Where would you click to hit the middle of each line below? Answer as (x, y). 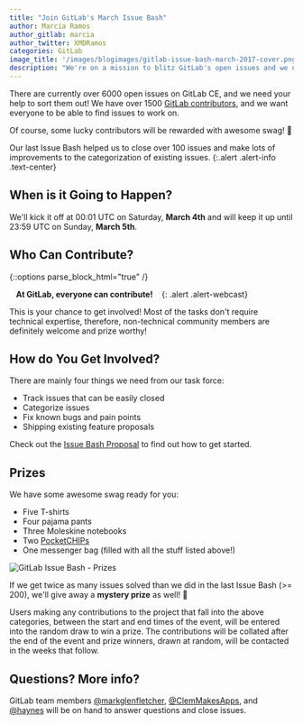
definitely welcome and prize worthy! (78, 331)
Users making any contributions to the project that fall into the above (137, 612)
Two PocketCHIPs (56, 541)
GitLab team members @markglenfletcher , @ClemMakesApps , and (134, 701)
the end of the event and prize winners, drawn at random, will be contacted (149, 641)
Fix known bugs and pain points (82, 417)
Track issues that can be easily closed (93, 399)
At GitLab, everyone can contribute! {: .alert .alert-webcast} (132, 294)
